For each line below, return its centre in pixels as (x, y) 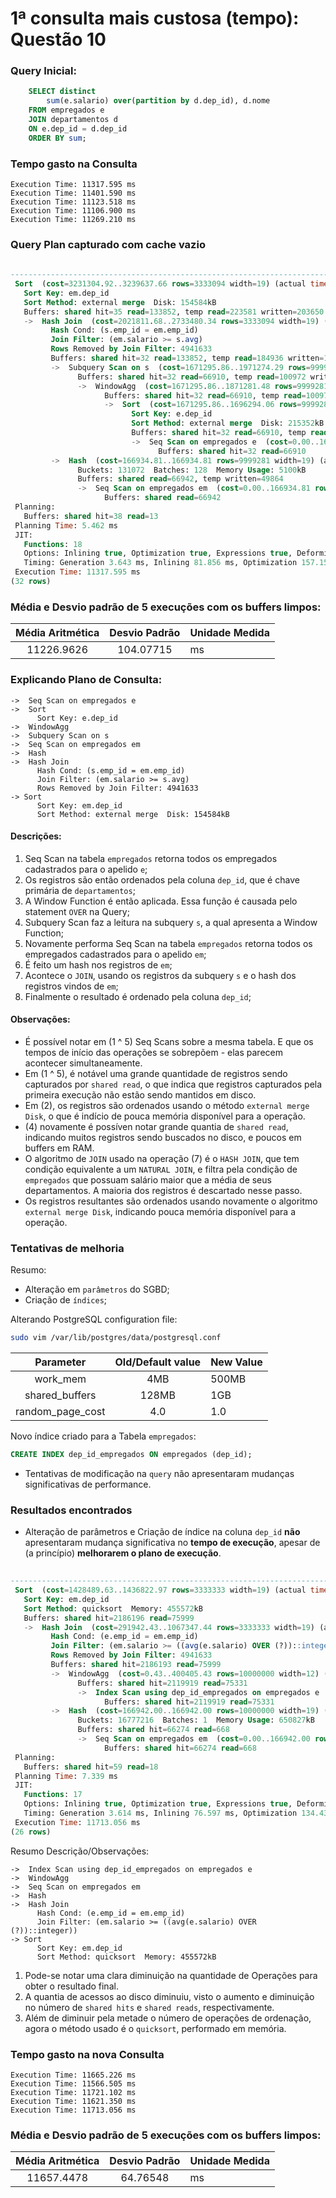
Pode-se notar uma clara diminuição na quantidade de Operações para (171, 1975)
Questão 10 (58, 39)
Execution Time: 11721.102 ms (73, 2092)
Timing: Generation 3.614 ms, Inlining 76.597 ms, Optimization (160, 1813)
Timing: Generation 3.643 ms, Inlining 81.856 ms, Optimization (160, 563)
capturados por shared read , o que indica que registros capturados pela (173, 1084)
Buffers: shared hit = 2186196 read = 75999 (109, 1618)
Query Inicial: (43, 71)
